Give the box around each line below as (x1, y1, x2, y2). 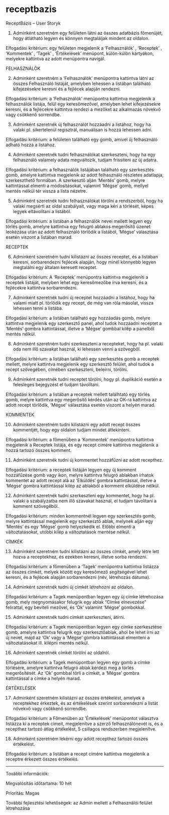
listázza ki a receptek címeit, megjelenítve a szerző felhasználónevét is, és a (6, 720, 163, 727)
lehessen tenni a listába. (13, 305, 63, 311)
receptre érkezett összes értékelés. (6, 756, 79, 762)
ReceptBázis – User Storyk (6, 20, 61, 26)
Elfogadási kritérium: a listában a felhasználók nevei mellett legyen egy (6, 218, 152, 224)
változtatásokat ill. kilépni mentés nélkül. (6, 640, 89, 646)
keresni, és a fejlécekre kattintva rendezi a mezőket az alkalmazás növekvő (6, 106, 161, 112)
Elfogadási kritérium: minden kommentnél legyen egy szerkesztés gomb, (6, 513, 156, 519)
